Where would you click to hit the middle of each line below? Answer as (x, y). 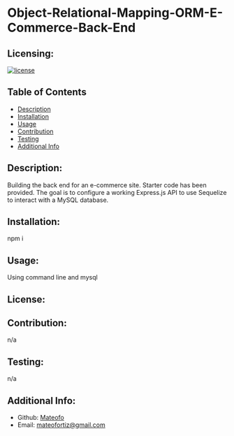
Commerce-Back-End (72, 28)
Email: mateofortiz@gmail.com (61, 425)
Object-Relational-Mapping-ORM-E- (115, 13)
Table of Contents (47, 92)
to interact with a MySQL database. (58, 200)
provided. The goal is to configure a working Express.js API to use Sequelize (117, 192)
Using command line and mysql (52, 277)
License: (26, 299)
